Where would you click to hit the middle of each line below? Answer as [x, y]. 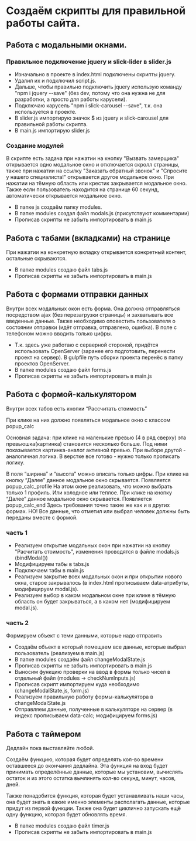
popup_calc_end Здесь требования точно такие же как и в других [88, 505]
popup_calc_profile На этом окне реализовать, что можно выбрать [89, 486]
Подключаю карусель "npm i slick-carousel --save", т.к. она [88, 105]
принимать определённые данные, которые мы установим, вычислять [94, 772]
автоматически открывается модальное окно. [64, 196]
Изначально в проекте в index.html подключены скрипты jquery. [95, 74]
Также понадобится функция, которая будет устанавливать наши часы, [95, 796]
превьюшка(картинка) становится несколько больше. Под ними [87, 443]
